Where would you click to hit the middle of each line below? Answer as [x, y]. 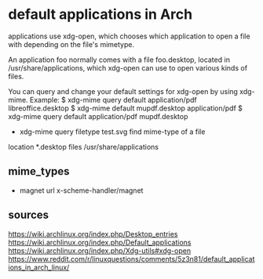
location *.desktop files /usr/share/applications [84, 147]
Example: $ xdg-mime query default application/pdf [114, 100]
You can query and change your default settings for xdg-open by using [123, 91]
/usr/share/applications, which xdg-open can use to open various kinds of [128, 67]
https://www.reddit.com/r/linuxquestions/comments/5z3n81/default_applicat [131, 259]
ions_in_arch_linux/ [39, 267]
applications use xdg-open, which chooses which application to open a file [129, 36]
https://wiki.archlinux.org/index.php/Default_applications [100, 242]
